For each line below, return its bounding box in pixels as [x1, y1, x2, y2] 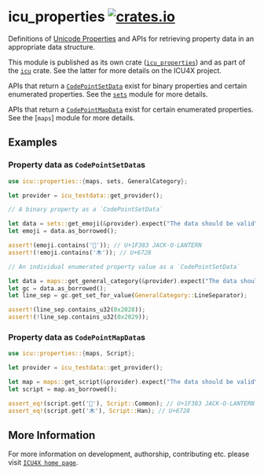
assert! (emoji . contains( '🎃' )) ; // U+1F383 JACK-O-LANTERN [8, 241, 202, 249]
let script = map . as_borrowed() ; [8, 385, 118, 393]
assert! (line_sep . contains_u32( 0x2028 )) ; [8, 306, 146, 314]
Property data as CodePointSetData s [8, 160, 145, 171]
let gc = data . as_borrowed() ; [8, 284, 108, 293]
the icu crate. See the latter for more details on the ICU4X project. [8, 65, 222, 75]
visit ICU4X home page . [8, 458, 79, 467]
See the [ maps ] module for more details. [8, 112, 135, 122]
